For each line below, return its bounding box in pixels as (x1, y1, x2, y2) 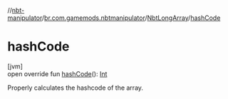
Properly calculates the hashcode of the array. (7, 83, 144, 92)
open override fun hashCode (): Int (7, 69, 108, 78)
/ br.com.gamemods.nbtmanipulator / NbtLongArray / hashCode (41, 14, 221, 22)
